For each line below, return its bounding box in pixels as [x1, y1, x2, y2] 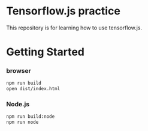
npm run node [6, 119, 39, 126]
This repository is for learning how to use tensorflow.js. [6, 24, 143, 31]
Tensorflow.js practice [6, 4, 121, 18]
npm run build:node [6, 114, 55, 120]
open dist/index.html [6, 86, 61, 92]
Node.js [6, 100, 30, 109]
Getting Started [6, 45, 85, 59]
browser [6, 67, 31, 75]
